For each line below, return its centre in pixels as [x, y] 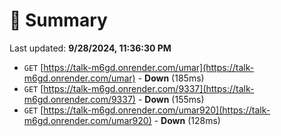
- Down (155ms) [171, 99]
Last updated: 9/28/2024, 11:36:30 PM [90, 48]
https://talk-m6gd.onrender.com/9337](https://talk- [149, 88]
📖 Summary [58, 20]
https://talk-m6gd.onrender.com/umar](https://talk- [149, 67]
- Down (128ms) [187, 120]
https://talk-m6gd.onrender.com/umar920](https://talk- [157, 110]
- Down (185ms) [171, 78]
